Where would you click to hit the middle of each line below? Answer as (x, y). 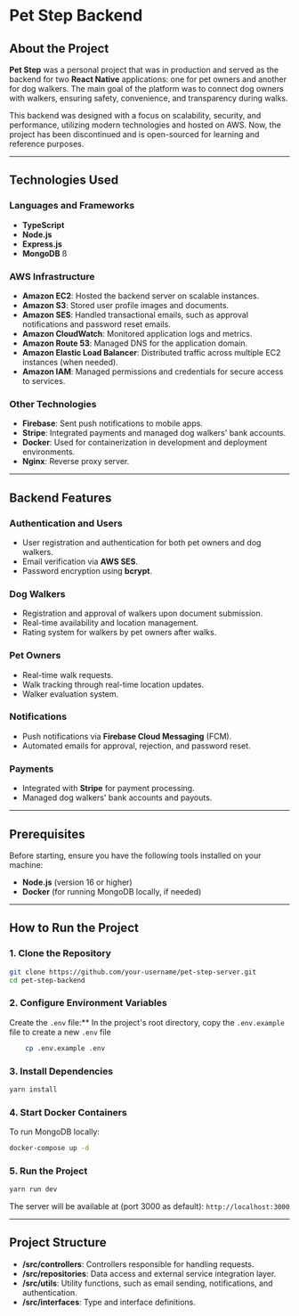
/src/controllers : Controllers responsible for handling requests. (138, 1264)
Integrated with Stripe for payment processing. (108, 789)
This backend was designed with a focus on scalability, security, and (135, 115)
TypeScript (43, 225)
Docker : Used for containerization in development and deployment (145, 443)
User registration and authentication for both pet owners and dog (141, 542)
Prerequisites (47, 834)
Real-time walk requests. (68, 674)
